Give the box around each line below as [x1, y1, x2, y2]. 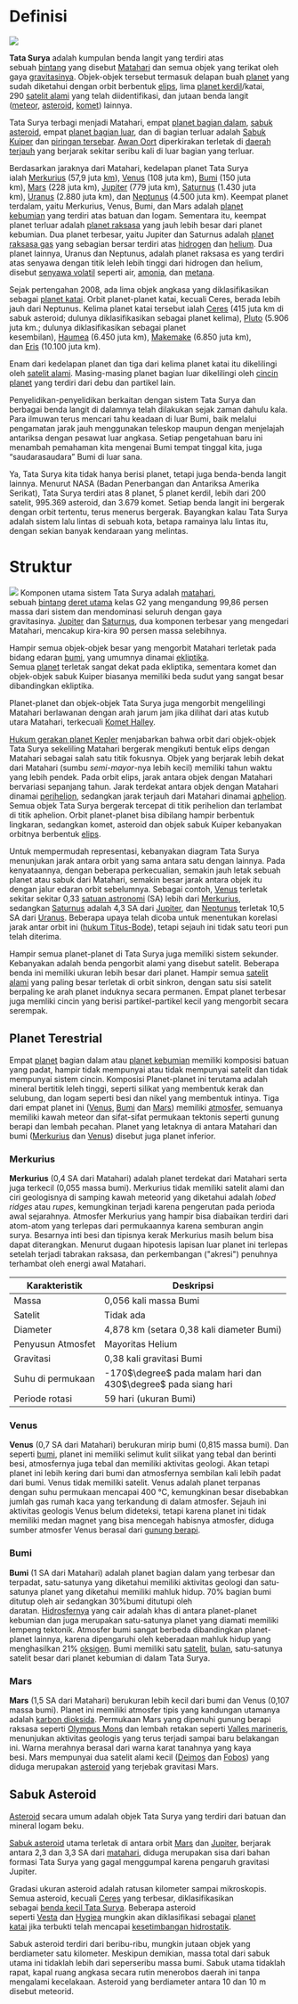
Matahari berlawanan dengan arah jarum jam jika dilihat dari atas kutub [9, 707, 270, 718]
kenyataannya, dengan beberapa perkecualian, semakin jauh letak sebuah [9, 865, 282, 875]
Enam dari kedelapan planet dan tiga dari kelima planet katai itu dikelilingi [9, 358, 278, 369]
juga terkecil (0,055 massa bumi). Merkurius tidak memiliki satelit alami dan [9, 1182, 285, 1193]
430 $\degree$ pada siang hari [103, 1377, 233, 1390]
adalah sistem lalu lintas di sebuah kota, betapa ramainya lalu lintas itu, [9, 515, 269, 527]
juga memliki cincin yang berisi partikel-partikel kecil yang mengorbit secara [9, 996, 289, 1006]
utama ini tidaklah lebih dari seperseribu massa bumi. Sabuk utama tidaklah [9, 1957, 286, 1967]
